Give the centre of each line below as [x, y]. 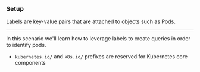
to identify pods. [26, 45]
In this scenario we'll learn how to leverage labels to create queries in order [98, 39]
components [30, 63]
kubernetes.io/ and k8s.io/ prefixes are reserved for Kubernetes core [101, 57]
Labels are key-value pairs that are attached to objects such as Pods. [91, 21]
